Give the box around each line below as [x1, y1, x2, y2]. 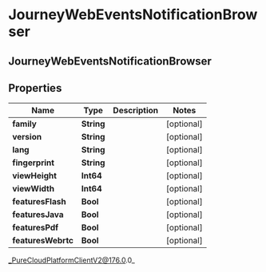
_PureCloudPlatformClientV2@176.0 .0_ [8, 255, 136, 265]
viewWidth [12, 183, 54, 195]
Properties [8, 81, 62, 95]
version [12, 132, 42, 143]
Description [113, 105, 159, 116]
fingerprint [12, 157, 54, 168]
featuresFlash [12, 196, 66, 207]
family [12, 118, 38, 129]
